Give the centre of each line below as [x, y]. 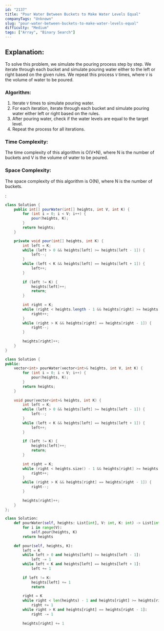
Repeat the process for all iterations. [49, 129]
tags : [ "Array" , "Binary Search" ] [40, 32]
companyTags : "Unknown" [29, 19]
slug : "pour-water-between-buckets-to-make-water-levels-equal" [72, 23]
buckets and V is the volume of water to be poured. [57, 158]
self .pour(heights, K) [54, 532]
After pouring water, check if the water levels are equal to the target [80, 119]
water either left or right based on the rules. [56, 114]
